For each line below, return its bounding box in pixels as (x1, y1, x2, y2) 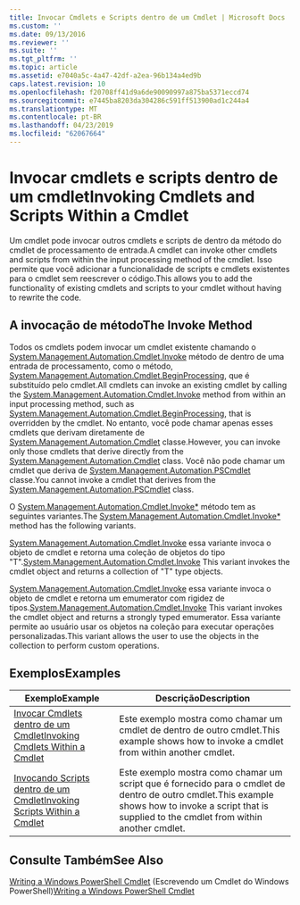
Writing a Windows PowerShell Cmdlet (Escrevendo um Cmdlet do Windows (9, 876, 289, 887)
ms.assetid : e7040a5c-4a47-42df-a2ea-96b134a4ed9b (9, 71, 202, 80)
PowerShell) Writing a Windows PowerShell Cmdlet (9, 885, 195, 897)
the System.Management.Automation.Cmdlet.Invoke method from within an (9, 389, 286, 400)
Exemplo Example (24, 693, 100, 705)
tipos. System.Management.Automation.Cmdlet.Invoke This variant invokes (9, 602, 283, 612)
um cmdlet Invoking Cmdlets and (9, 187, 255, 207)
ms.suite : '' (9, 46, 58, 55)
